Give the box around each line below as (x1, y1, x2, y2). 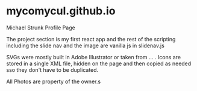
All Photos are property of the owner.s (6, 78, 101, 85)
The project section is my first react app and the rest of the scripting (6, 35, 176, 43)
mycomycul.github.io (6, 4, 116, 18)
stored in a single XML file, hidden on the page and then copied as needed (6, 60, 192, 67)
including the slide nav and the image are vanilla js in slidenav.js (6, 42, 164, 49)
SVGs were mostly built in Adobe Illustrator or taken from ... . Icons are (6, 53, 181, 60)
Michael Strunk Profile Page (6, 24, 75, 31)
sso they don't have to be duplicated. (6, 66, 99, 73)
